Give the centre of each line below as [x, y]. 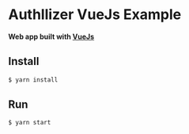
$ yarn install [33, 80]
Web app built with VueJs [51, 36]
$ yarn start [30, 123]
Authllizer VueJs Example [95, 15]
